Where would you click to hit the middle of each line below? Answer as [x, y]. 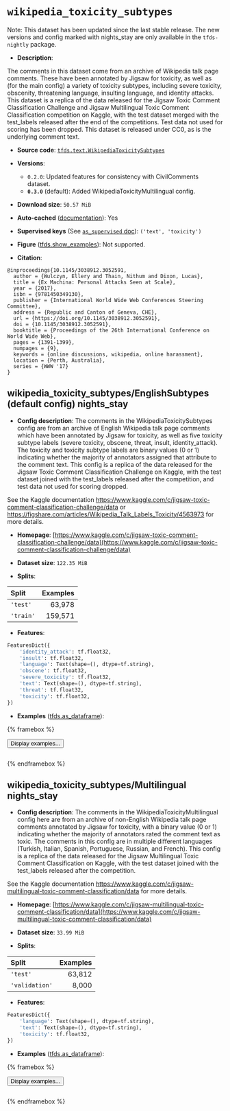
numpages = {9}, [36, 348]
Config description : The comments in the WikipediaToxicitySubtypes [115, 420]
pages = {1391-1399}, [44, 342]
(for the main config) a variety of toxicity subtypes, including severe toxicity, [115, 85]
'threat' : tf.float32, [52, 690]
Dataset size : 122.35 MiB [52, 562]
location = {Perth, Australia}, [60, 360]
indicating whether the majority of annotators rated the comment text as [118, 834]
